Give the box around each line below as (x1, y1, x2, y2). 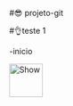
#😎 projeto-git (9, 8, 64, 18)
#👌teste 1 (9, 26, 46, 36)
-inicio (9, 46, 33, 56)
